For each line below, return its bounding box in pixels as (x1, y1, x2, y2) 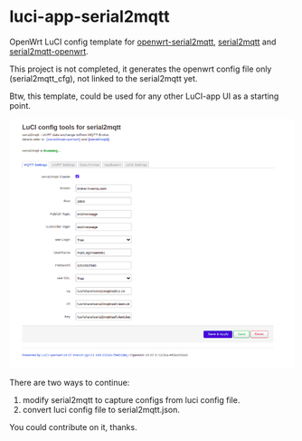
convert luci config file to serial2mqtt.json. (22, 404, 181, 415)
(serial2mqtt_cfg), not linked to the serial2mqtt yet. (9, 72, 198, 83)
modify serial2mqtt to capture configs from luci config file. (22, 394, 241, 405)
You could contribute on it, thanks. (9, 421, 137, 432)
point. (9, 100, 32, 110)
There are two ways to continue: (9, 377, 130, 388)
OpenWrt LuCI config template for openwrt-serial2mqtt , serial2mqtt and (9, 36, 277, 47)
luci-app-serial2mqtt (9, 6, 170, 27)
